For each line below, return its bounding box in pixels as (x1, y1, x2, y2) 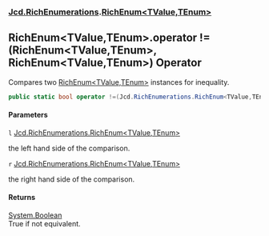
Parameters (8, 110, 48, 120)
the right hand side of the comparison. (8, 174, 135, 184)
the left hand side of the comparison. (8, 143, 130, 153)
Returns (8, 193, 36, 202)
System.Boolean (8, 210, 62, 220)
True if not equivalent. (8, 219, 82, 229)
